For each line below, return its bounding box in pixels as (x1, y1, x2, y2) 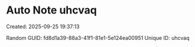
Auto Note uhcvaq (6, 4, 97, 17)
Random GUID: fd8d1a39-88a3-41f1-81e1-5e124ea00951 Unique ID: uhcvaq (6, 34, 190, 41)
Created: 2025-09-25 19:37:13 (6, 23, 80, 30)
